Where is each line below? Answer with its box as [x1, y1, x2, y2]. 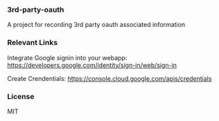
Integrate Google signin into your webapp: [7, 53, 128, 62]
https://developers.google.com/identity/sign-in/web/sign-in [7, 61, 177, 69]
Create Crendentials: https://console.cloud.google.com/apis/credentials [7, 74, 212, 82]
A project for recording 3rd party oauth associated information [7, 21, 186, 29]
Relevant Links [7, 38, 58, 48]
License [7, 91, 35, 101]
